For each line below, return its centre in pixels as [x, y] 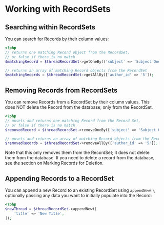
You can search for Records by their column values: [57, 39]
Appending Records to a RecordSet [60, 178]
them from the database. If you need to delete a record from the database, [80, 158]
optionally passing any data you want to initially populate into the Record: [79, 196]
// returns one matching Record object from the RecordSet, [68, 52]
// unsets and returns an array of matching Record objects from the [77, 139]
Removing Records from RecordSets [61, 90]
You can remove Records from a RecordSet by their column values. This [77, 102]
